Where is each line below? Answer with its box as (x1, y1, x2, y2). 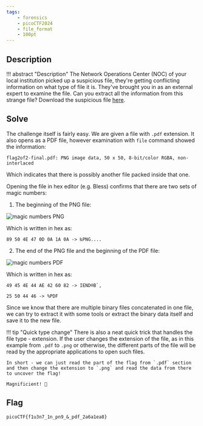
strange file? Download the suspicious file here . (6, 96, 126, 104)
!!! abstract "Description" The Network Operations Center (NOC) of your (6, 70, 187, 77)
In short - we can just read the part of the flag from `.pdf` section (6, 360, 191, 366)
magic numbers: (6, 189, 47, 196)
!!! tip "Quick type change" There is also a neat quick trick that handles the (6, 328, 193, 336)
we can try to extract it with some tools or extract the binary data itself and (6, 310, 193, 318)
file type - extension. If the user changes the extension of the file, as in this (6, 335, 194, 342)
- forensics (17, 15, 47, 21)
